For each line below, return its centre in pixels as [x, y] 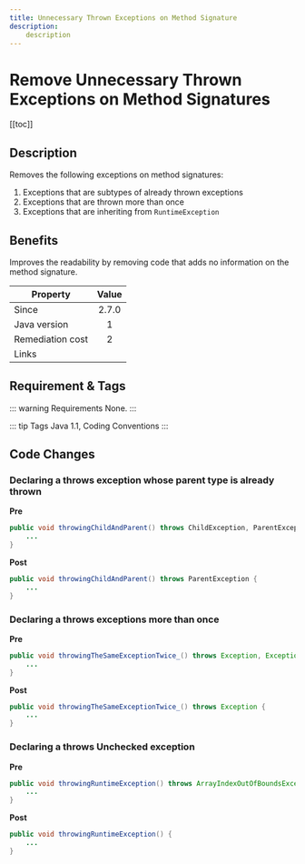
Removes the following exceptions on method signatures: [117, 175]
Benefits [34, 241]
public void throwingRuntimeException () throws [101, 783]
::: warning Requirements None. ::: [73, 408]
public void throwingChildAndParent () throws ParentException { [133, 579]
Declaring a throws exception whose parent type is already [142, 480]
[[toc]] [21, 125]
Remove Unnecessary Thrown [126, 80]
